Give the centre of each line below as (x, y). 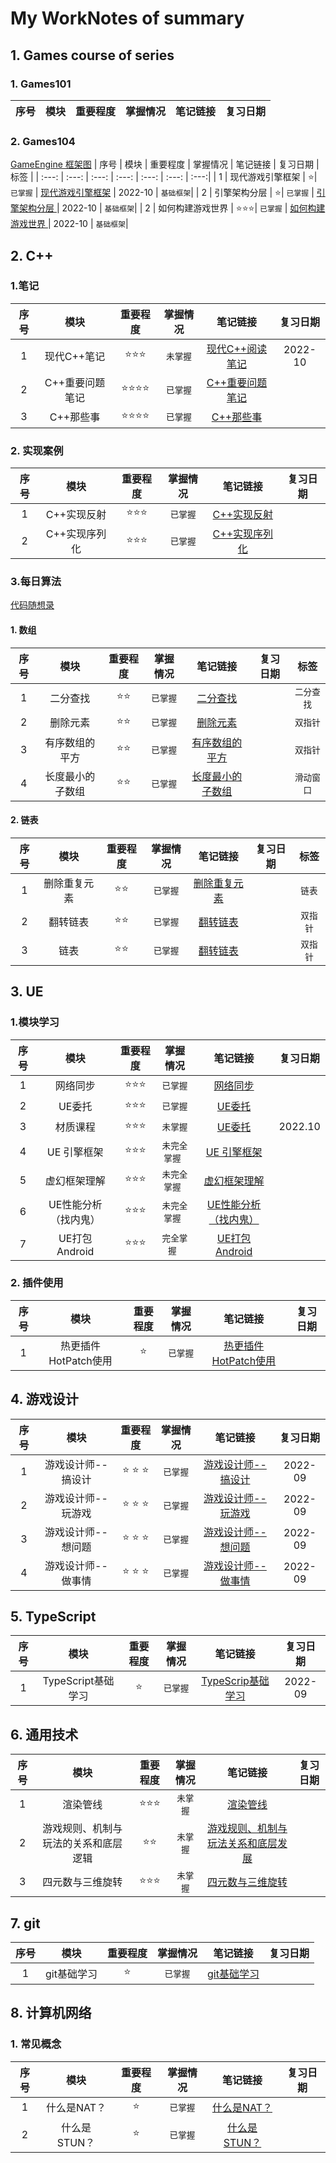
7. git (25, 1923)
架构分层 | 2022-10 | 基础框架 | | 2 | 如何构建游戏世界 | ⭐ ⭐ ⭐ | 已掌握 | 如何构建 (172, 208)
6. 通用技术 (44, 1734)
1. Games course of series (92, 55)
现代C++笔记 (75, 356)
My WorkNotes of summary (127, 18)
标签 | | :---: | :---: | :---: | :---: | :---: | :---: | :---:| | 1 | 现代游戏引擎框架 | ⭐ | (164, 177)
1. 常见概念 (36, 2044)
